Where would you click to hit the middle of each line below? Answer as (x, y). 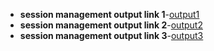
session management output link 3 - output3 (111, 35)
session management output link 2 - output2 (111, 25)
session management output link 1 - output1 (109, 14)
